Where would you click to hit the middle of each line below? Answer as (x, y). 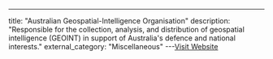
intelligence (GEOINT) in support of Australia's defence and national (122, 38)
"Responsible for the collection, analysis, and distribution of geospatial (127, 29)
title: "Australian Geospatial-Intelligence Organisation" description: (119, 21)
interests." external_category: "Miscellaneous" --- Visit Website (113, 46)
